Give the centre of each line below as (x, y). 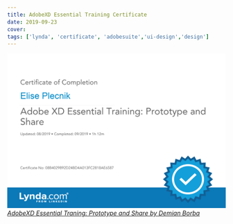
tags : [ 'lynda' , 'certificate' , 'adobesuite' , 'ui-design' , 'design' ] (108, 37)
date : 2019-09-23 (32, 22)
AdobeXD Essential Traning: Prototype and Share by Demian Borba (104, 213)
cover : (17, 29)
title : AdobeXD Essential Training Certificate (77, 15)
